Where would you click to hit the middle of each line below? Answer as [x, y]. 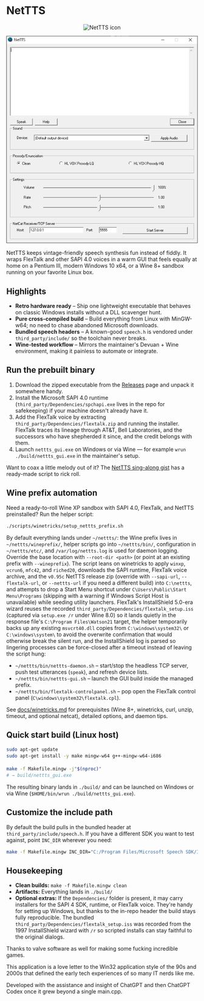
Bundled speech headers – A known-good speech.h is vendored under [104, 332]
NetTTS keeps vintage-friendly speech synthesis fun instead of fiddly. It [97, 253]
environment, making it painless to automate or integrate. [87, 351]
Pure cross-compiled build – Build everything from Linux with [93, 319]
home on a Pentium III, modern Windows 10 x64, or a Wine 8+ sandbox [95, 266]
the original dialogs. [40, 937]
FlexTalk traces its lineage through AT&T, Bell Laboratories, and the [99, 430]
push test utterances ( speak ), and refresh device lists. [82, 672]
